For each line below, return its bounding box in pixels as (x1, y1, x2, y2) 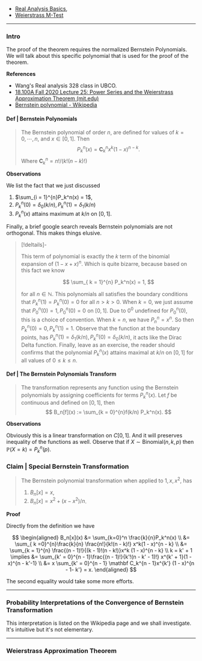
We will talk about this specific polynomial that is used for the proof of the (6, 52, 189, 60)
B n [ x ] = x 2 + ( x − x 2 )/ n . (29, 496, 87, 506)
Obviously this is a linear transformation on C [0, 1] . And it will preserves (6, 432, 183, 439)
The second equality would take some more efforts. (6, 578, 134, 584)
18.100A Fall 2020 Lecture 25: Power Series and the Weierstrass (14, 89, 174, 96)
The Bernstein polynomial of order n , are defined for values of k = (20, 128, 185, 136)
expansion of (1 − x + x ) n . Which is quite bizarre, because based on (20, 259, 188, 267)
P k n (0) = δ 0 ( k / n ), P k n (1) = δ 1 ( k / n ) (14, 200, 96, 210)
